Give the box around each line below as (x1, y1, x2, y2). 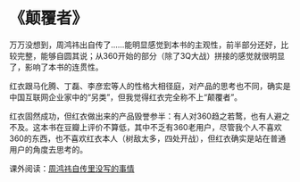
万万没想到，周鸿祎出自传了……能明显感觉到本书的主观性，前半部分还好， (9, 39, 281, 50)
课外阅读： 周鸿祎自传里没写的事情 (9, 162, 135, 174)
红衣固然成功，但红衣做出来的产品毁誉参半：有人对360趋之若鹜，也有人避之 (9, 111, 290, 121)
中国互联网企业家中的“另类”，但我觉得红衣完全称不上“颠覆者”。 (9, 91, 243, 103)
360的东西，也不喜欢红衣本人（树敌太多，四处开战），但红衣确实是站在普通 (9, 133, 287, 144)
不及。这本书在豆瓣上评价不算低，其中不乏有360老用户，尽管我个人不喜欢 (9, 121, 283, 132)
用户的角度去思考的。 (9, 144, 87, 154)
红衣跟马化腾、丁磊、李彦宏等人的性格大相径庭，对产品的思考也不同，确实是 (9, 80, 291, 91)
